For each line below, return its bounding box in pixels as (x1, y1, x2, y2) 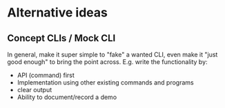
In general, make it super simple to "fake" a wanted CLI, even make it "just (7, 50, 218, 58)
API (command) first (17, 71, 75, 79)
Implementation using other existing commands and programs (17, 78, 195, 87)
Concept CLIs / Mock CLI (7, 32, 116, 44)
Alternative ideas (7, 5, 108, 21)
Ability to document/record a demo (17, 93, 117, 101)
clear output (17, 86, 52, 94)
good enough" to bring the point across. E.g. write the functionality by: (7, 58, 208, 66)
